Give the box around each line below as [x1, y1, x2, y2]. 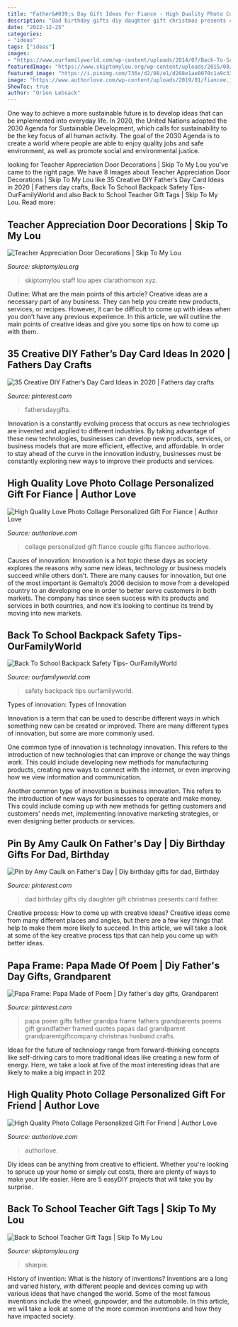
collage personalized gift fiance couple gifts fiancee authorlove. [24, 542, 211, 550]
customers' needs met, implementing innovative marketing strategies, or [7, 809, 219, 818]
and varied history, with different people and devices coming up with [7, 1282, 208, 1290]
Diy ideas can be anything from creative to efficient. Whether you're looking [7, 1160, 229, 1168]
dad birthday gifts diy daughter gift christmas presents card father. [24, 895, 220, 904]
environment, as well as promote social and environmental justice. [7, 147, 200, 155]
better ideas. [7, 939, 45, 948]
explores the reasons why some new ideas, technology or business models [7, 563, 227, 572]
